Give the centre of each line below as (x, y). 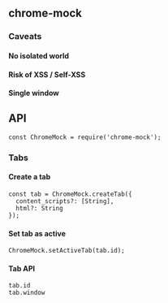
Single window (34, 93)
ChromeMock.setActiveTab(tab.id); (67, 251)
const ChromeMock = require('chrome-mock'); (85, 137)
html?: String (39, 209)
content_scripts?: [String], (65, 201)
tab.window (27, 293)
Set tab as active (37, 233)
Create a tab (30, 177)
